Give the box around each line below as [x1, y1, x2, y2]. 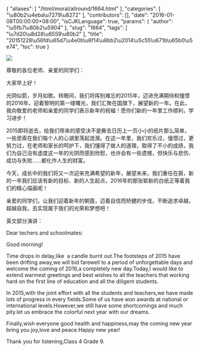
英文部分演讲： [6, 217, 43, 224]
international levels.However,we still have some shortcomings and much [6, 302, 183, 309]
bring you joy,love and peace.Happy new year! [6, 327, 120, 333]
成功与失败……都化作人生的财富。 [6, 157, 89, 164]
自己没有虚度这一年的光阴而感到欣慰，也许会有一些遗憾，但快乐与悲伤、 [16, 149, 194, 156]
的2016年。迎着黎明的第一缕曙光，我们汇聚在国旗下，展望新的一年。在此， [6, 100, 190, 106]
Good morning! [6, 241, 43, 248]
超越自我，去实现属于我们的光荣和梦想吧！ [6, 205, 111, 211]
